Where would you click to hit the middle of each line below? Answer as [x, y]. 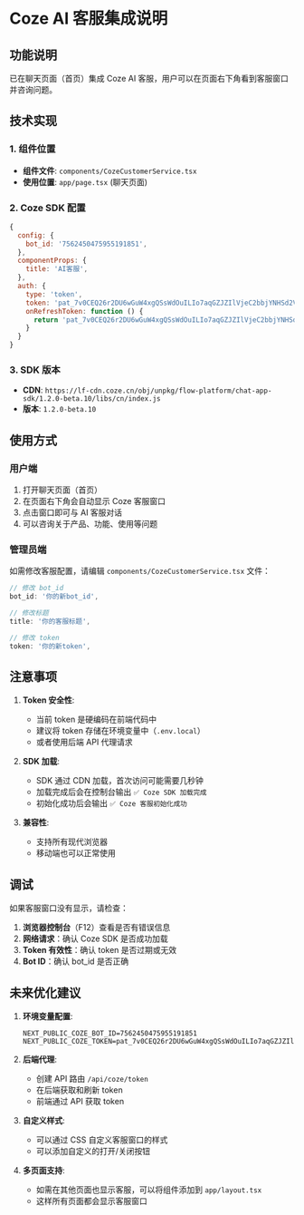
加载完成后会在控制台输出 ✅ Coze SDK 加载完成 [121, 792]
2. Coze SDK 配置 [47, 208]
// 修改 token [35, 637]
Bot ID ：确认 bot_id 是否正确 [76, 961]
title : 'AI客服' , [57, 269]
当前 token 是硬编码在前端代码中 [96, 719]
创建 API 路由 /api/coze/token [92, 1079]
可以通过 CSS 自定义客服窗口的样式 [102, 1140]
